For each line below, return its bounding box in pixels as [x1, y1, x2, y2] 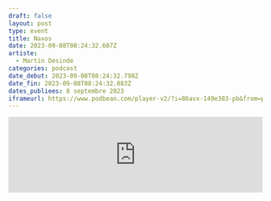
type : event [8, 27, 48, 35]
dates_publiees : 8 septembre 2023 [8, 86, 125, 95]
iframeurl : [8, 94, 45, 103]
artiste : [8, 49, 38, 57]
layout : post [8, 19, 52, 27]
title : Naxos [8, 34, 52, 43]
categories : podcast [8, 65, 78, 73]
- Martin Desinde [15, 57, 74, 65]
